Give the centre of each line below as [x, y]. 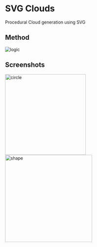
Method [17, 38]
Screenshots [25, 65]
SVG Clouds [30, 9]
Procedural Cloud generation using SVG [45, 22]
